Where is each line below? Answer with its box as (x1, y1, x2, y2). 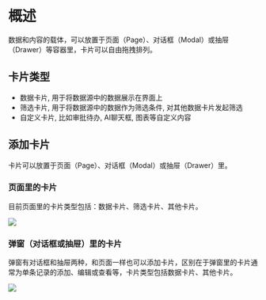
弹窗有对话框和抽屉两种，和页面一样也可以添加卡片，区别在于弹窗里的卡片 (8, 258, 251, 268)
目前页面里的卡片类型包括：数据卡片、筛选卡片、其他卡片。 (8, 201, 203, 211)
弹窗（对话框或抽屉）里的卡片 (8, 238, 123, 249)
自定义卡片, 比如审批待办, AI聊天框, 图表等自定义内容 (19, 112, 192, 122)
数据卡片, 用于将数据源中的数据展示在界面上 (19, 93, 163, 102)
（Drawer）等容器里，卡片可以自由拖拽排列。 (8, 44, 157, 54)
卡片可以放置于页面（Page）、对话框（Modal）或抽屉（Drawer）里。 (8, 160, 232, 170)
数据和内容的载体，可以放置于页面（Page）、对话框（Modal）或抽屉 (8, 35, 230, 44)
